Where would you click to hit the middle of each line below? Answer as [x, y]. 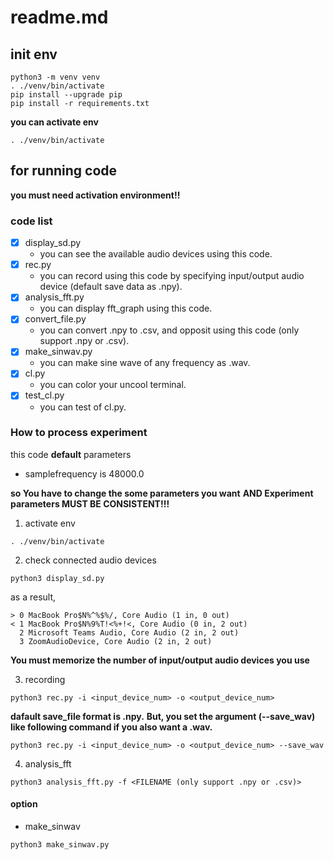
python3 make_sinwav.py [60, 845]
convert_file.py [55, 319]
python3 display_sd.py [57, 578]
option [24, 804]
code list [31, 221]
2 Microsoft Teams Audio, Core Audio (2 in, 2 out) [129, 632]
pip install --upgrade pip [66, 95]
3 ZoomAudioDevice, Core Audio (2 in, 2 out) [116, 641]
